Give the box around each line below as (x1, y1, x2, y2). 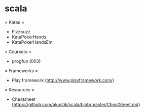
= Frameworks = (4, 67, 38, 74)
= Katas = (4, 19, 25, 25)
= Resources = (4, 86, 35, 92)
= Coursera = (4, 49, 32, 55)
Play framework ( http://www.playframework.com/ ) (11, 77, 114, 83)
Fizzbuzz (11, 28, 31, 34)
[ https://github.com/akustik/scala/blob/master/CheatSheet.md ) (11, 101, 140, 107)
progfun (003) (11, 58, 41, 64)
